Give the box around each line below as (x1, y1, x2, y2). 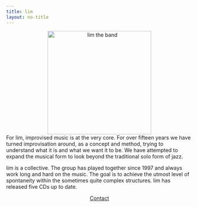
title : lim (6, 8, 33, 15)
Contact (89, 195, 109, 202)
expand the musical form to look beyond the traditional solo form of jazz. (6, 153, 183, 160)
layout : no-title (6, 14, 49, 20)
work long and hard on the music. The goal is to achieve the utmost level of (6, 170, 190, 177)
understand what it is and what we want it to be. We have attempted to (6, 146, 179, 154)
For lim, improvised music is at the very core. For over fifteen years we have (6, 134, 191, 141)
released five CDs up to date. (6, 183, 77, 190)
